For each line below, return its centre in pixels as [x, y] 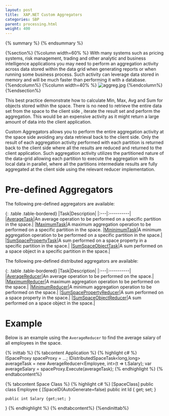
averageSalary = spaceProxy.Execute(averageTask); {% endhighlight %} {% [84, 369]
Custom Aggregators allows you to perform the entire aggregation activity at [84, 132]
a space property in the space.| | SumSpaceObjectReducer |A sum [73, 298]
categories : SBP [22, 19]
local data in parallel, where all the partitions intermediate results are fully [81, 164]
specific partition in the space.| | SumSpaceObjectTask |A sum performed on [84, 246]
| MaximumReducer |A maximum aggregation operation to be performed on [82, 282]
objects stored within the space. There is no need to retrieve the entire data [84, 106]
